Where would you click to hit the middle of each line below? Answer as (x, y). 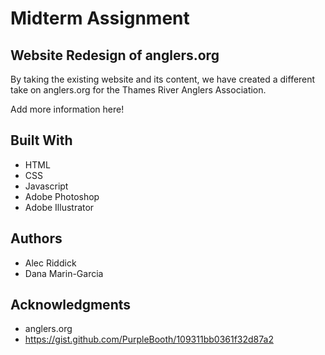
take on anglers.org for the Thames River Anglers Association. (138, 90)
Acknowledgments (71, 305)
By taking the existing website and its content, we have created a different (163, 79)
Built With (41, 140)
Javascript (46, 186)
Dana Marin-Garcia (64, 273)
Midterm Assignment (100, 18)
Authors (36, 238)
